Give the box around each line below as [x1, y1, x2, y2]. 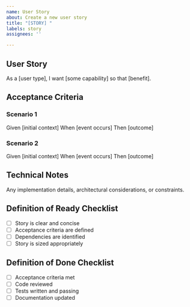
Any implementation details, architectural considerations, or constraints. [6, 186, 185, 193]
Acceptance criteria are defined [14, 226, 94, 234]
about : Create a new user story [6, 14, 87, 20]
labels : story [6, 25, 42, 32]
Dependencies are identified [14, 233, 85, 240]
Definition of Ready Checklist [6, 203, 118, 214]
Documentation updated [14, 294, 75, 301]
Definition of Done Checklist [6, 258, 114, 268]
